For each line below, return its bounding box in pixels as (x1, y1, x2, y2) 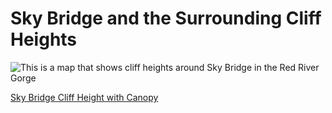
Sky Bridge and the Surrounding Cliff (10, 7, 322, 30)
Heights (10, 28, 78, 51)
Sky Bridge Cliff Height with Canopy (10, 91, 159, 103)
